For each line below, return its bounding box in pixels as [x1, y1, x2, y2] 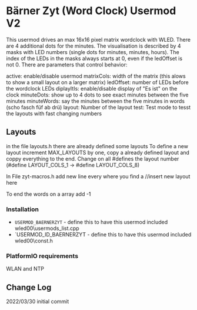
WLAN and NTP [6, 265, 45, 272]
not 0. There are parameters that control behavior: [6, 61, 128, 68]
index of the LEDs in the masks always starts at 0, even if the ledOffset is [6, 55, 183, 62]
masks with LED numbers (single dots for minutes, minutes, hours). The [6, 48, 179, 55]
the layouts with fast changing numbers [6, 110, 102, 117]
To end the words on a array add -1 [6, 190, 91, 198]
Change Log [6, 282, 52, 292]
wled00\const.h [14, 237, 53, 245]
